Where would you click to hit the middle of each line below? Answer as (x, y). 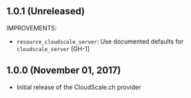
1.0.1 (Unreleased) (46, 11)
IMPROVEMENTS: (32, 28)
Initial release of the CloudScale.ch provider (79, 87)
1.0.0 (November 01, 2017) (64, 71)
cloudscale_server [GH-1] (53, 48)
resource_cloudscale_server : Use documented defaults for (100, 41)
